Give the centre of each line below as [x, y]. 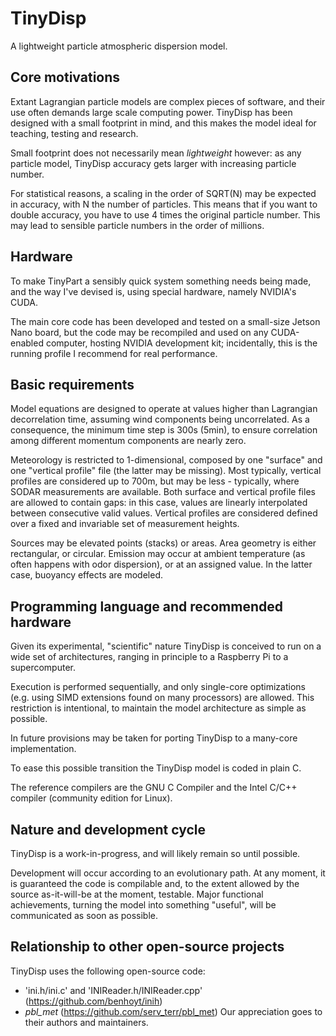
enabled [27, 343]
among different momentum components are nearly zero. [128, 441]
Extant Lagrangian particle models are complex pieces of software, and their [168, 101]
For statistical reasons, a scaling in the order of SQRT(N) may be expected [163, 193]
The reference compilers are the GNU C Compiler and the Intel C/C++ [154, 788]
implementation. [43, 749]
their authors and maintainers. [86, 1022]
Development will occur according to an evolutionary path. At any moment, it [168, 873]
